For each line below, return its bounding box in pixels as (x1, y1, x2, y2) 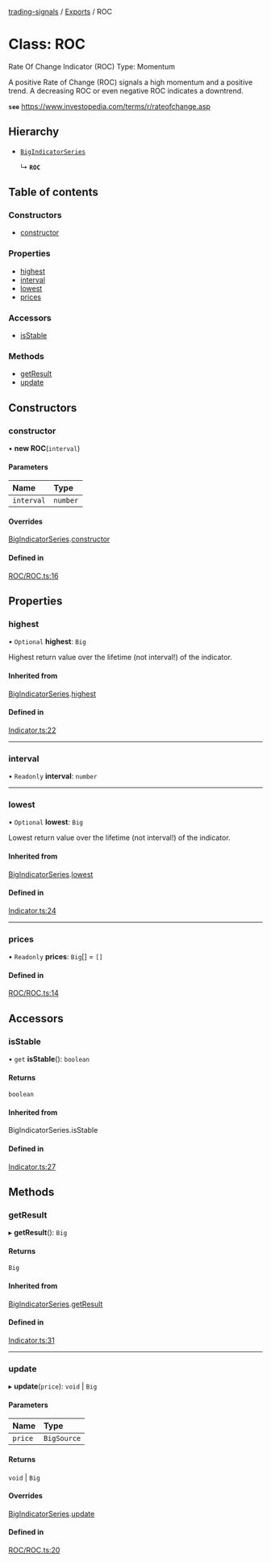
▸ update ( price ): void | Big (8, 1381, 98, 1391)
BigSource (43, 1434, 81, 1443)
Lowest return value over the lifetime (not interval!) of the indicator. (8, 833, 231, 842)
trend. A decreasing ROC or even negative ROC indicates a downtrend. (8, 86, 244, 95)
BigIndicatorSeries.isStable (8, 1126, 98, 1135)
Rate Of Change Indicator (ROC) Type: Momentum (8, 61, 176, 71)
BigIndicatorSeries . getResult (8, 1299, 103, 1309)
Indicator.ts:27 (8, 1162, 56, 1171)
